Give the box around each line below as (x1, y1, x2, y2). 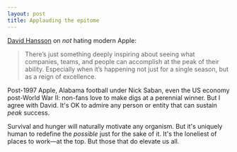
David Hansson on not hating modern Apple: (7, 36, 137, 44)
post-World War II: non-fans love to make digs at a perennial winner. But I (7, 93, 221, 102)
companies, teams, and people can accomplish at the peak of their (24, 57, 219, 65)
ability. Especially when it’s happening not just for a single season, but (24, 65, 229, 73)
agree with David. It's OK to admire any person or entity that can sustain (7, 101, 218, 109)
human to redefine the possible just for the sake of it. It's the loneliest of (7, 129, 217, 138)
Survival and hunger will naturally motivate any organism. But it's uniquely (7, 122, 223, 130)
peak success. (7, 108, 50, 117)
